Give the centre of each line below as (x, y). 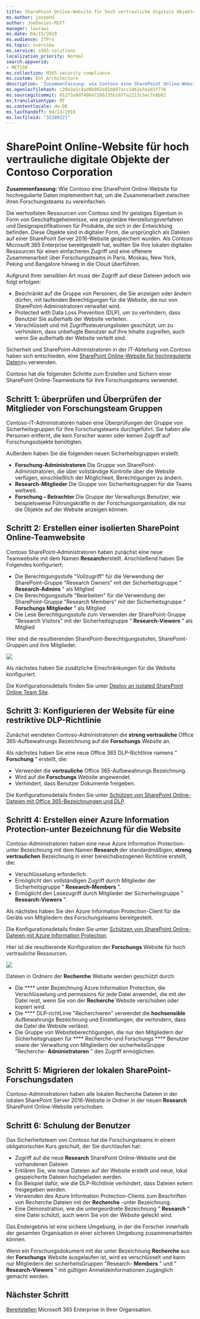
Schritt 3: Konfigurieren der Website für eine (90, 711)
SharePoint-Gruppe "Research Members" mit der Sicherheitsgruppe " (100, 602)
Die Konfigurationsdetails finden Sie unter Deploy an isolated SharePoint (95, 686)
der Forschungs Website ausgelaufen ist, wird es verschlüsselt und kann (96, 1257)
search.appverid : (28, 62)
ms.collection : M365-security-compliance (58, 73)
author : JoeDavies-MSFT (36, 23)
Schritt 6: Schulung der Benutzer (68, 1126)
